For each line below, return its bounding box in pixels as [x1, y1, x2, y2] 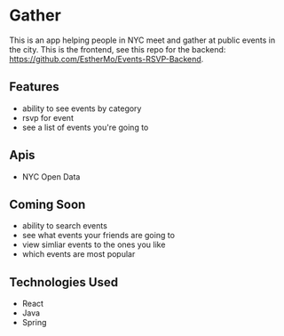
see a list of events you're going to [21, 122, 149, 132]
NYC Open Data [21, 171, 81, 182]
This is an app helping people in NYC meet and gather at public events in [9, 35, 276, 45]
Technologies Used [9, 275, 118, 290]
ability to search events [21, 220, 108, 231]
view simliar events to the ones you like [21, 239, 166, 250]
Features [9, 79, 59, 94]
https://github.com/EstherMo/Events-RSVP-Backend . [9, 53, 204, 64]
